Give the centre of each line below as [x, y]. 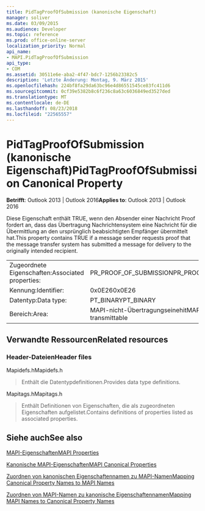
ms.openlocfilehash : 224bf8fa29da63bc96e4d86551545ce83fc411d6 [88, 86]
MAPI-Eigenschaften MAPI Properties [53, 452]
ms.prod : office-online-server [46, 40]
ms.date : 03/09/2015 [33, 23]
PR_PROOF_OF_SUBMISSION [132, 273]
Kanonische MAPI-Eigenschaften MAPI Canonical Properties [81, 464]
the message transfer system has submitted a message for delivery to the [99, 244]
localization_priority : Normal [46, 46]
